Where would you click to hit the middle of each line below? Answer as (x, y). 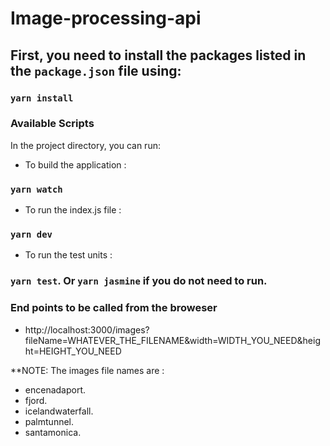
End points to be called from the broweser (114, 308)
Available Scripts (52, 124)
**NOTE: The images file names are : (87, 370)
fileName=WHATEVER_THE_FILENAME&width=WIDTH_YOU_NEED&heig (172, 340)
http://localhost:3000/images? (87, 329)
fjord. (36, 400)
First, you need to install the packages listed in (158, 55)
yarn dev (31, 235)
